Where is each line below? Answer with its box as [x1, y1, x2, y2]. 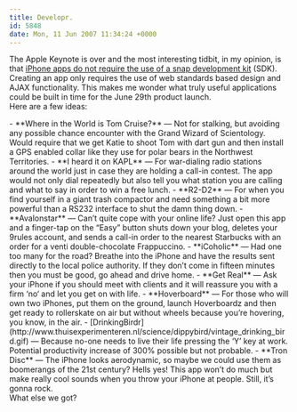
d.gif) [9, 335, 29, 347]
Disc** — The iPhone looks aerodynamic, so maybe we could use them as [9, 355, 282, 366]
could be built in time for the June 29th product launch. [9, 92, 212, 102]
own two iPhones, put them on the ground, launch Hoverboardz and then [9, 298, 277, 309]
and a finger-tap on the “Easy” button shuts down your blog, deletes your [9, 222, 278, 233]
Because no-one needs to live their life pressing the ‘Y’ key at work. [40, 335, 289, 347]
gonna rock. [9, 384, 53, 394]
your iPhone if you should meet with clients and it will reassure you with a [9, 279, 278, 290]
